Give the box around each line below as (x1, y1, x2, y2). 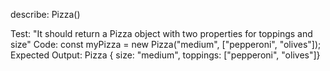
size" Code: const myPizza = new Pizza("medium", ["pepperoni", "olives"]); (10, 39, 322, 50)
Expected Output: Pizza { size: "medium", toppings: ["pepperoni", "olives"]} (10, 49, 321, 61)
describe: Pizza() (10, 9, 81, 20)
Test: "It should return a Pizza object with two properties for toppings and (10, 28, 313, 39)
